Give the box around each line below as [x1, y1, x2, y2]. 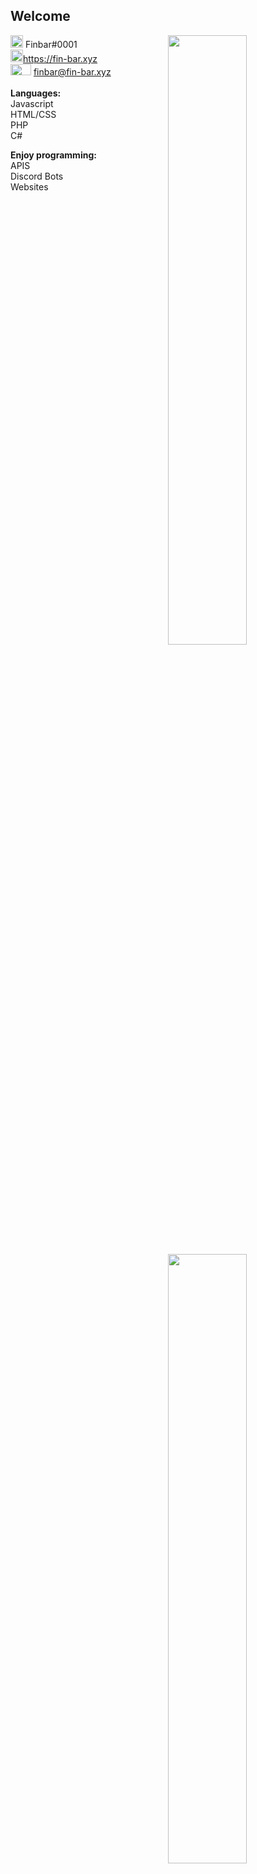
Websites [10, 180, 49, 193]
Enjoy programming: [10, 149, 97, 161]
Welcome [10, 8, 71, 25]
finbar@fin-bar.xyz [33, 65, 112, 78]
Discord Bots [10, 170, 64, 182]
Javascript [10, 97, 54, 109]
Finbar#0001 [24, 38, 78, 50]
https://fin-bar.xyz [23, 52, 98, 64]
